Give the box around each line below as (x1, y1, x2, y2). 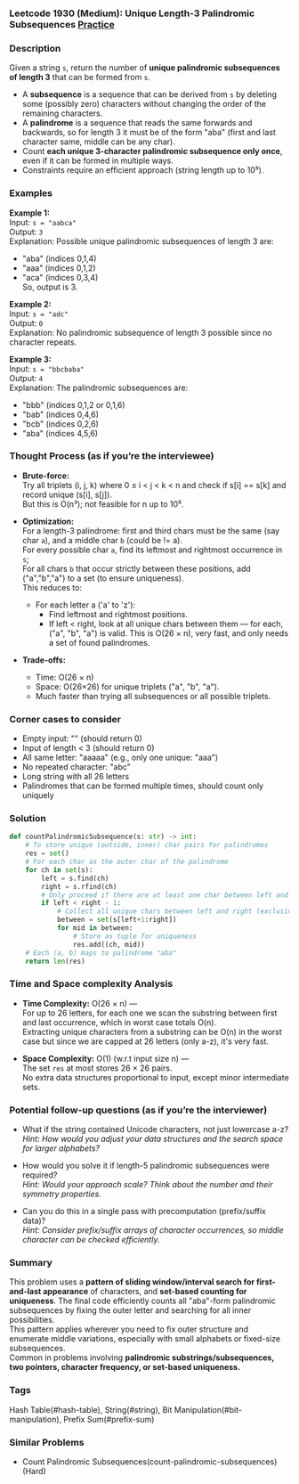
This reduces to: (21, 582, 83, 592)
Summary (9, 1256, 53, 1268)
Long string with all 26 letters (21, 771, 130, 782)
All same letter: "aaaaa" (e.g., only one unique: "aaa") (21, 752, 219, 763)
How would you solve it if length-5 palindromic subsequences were (21, 1161, 270, 1170)
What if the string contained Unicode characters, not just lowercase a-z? (21, 1124, 289, 1134)
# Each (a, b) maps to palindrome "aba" (25, 948, 177, 958)
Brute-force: (21, 470, 69, 481)
